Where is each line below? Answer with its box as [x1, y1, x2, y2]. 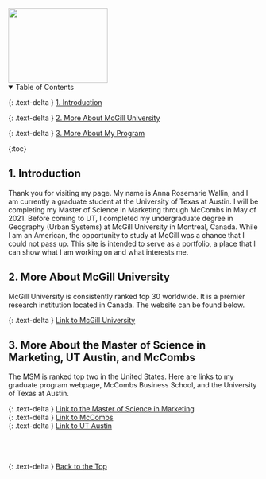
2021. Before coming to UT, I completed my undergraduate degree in [8, 213, 233, 223]
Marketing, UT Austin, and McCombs [8, 351, 196, 364]
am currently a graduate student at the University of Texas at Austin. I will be [8, 197, 259, 206]
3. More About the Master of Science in [8, 338, 206, 352]
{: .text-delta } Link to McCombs [8, 413, 114, 423]
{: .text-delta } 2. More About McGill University [8, 113, 160, 123]
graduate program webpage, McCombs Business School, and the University [8, 380, 257, 390]
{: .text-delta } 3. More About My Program [8, 129, 145, 138]
